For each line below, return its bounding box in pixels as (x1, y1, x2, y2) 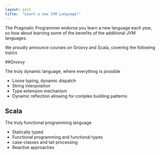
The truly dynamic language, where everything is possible (5, 68, 121, 74)
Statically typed (12, 129, 44, 135)
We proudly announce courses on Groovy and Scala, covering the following (5, 44, 156, 50)
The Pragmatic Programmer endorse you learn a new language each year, (5, 25, 152, 30)
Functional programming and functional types (12, 134, 103, 140)
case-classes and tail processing (12, 140, 78, 145)
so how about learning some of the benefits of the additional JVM (5, 30, 136, 36)
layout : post (5, 7, 31, 12)
